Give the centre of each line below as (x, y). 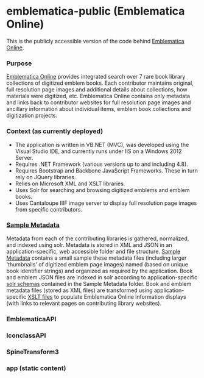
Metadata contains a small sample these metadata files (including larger (97, 258)
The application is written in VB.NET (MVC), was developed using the (102, 144)
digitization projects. (32, 116)
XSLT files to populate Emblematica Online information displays (107, 296)
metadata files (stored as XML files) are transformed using (79, 290)
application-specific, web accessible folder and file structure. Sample (93, 251)
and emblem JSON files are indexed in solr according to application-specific (102, 277)
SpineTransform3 (33, 352)
